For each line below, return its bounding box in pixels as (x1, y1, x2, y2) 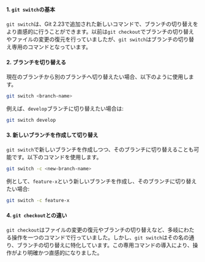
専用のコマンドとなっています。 (11, 43, 92, 51)
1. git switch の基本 (6, 6, 56, 13)
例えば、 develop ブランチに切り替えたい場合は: (6, 105, 124, 113)
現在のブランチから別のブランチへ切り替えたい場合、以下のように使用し (6, 73, 188, 81)
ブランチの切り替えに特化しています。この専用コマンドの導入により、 (17, 242, 193, 249)
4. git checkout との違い (6, 211, 67, 219)
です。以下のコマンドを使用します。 (11, 154, 102, 161)
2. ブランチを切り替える (6, 58, 66, 65)
